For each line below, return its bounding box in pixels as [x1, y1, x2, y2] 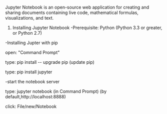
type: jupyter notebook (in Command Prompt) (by [5, 88, 107, 94]
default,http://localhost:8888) [5, 94, 66, 99]
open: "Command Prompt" [5, 50, 60, 55]
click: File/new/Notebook [5, 103, 56, 109]
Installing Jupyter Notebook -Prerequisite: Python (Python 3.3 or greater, [12, 25, 162, 31]
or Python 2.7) [12, 30, 42, 36]
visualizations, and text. [5, 15, 54, 21]
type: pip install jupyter [5, 69, 52, 75]
